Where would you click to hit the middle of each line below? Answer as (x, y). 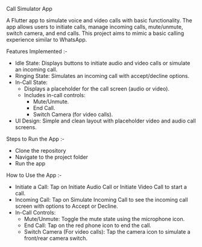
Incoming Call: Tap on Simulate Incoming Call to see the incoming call (101, 200)
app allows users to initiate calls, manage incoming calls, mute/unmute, (95, 27)
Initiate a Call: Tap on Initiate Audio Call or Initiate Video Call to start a (101, 187)
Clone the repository (40, 151)
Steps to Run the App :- (35, 139)
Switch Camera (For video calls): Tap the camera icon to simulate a (107, 232)
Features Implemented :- (37, 51)
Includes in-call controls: (55, 95)
